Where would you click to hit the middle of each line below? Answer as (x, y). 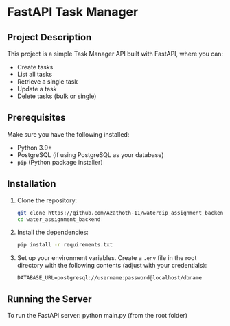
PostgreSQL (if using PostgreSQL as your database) (90, 154)
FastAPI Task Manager (73, 12)
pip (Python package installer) (60, 162)
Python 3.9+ (35, 148)
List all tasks (35, 74)
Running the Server (49, 299)
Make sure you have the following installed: (68, 134)
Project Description (49, 37)
